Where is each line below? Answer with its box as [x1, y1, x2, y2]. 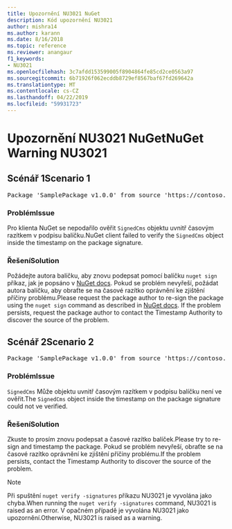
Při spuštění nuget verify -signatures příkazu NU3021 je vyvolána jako [7, 491, 213, 500]
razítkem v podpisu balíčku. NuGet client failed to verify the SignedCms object [7, 231, 224, 240]
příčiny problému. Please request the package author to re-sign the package [7, 294, 224, 302]
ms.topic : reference [7, 42, 67, 49]
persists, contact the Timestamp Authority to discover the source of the [7, 457, 211, 465]
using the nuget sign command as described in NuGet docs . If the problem [7, 301, 222, 310]
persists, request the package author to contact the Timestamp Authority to [7, 308, 223, 317]
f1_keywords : [7, 56, 45, 62]
